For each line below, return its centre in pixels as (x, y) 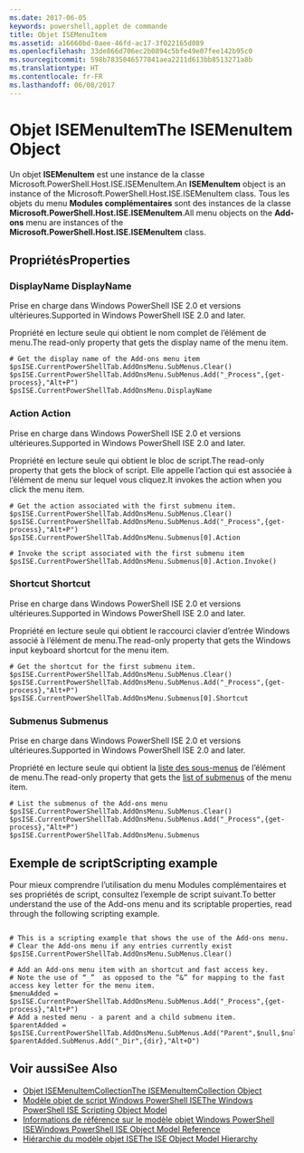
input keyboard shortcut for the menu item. (90, 650)
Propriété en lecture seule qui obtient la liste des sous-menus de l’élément (147, 768)
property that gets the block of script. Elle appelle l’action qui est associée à (151, 470)
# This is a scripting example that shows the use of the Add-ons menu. (149, 938)
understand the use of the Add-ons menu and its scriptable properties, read (151, 904)
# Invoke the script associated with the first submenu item (127, 553)
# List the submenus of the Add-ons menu (89, 804)
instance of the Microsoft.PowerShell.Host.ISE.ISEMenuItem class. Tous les (150, 193)
